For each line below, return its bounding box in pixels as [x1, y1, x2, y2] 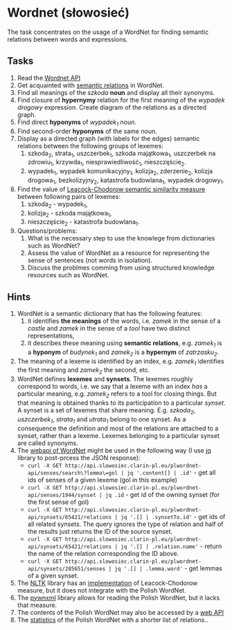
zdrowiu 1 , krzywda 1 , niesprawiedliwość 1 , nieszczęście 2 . [27, 158, 186, 168]
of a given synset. [27, 571, 79, 579]
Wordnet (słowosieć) [7, 5, 130, 21]
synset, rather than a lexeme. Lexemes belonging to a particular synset [17, 431, 220, 439]
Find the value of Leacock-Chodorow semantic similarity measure [17, 185, 206, 193]
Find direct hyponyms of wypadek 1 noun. [17, 118, 136, 128]
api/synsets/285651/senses [27, 565, 106, 572]
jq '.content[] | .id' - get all [127, 468, 216, 476]
